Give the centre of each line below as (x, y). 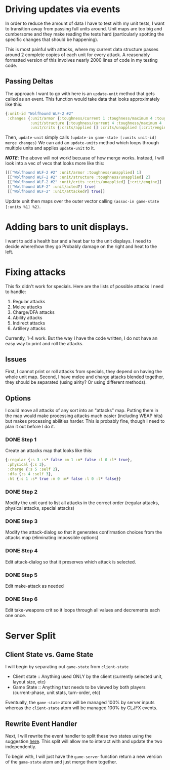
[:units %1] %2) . (23, 207)
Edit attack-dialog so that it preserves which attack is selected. (71, 562)
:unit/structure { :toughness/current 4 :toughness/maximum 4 (96, 123)
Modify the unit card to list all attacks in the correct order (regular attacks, (82, 503)
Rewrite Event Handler (41, 724)
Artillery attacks (29, 328)
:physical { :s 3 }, (27, 465)
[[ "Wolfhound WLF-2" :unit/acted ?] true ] (52, 187)
